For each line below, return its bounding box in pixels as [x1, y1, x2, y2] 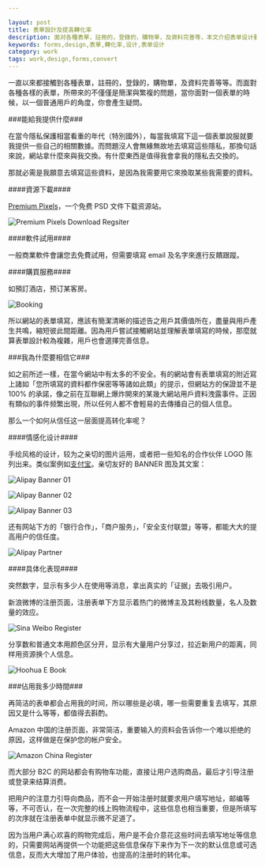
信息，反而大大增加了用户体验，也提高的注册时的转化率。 [8, 850, 195, 859]
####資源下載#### [8, 185, 71, 194]
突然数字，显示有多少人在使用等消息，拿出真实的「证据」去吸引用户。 [8, 581, 237, 590]
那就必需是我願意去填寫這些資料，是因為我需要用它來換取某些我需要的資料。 [8, 168, 257, 177]
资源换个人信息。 [21, 650, 77, 658]
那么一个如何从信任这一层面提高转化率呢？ [8, 416, 147, 425]
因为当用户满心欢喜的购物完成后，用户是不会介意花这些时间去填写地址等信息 [8, 831, 257, 839]
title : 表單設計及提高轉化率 [8, 25, 92, 34]
